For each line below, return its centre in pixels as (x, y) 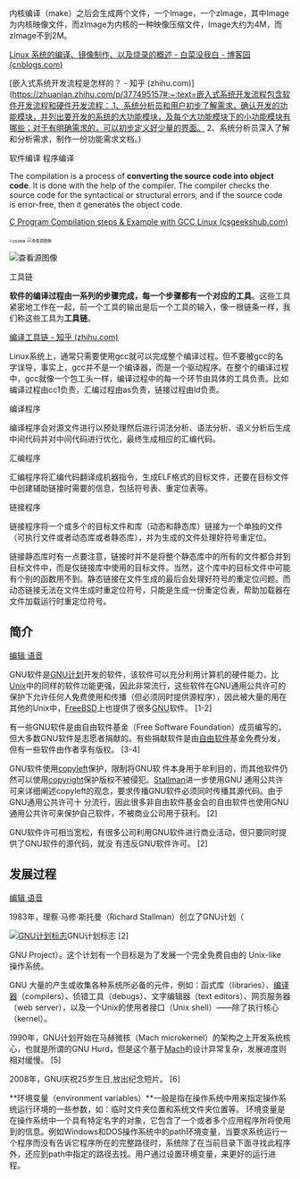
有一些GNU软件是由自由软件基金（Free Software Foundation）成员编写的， (148, 727)
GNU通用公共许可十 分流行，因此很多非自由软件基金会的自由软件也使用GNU (149, 802)
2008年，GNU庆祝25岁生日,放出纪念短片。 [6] (95, 1079)
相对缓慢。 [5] (35, 1060)
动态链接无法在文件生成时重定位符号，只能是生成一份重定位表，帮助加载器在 (150, 590)
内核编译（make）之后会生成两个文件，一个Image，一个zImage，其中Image (150, 13)
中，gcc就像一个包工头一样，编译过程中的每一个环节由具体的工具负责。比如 (149, 378)
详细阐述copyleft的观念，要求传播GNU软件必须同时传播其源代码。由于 (154, 790)
